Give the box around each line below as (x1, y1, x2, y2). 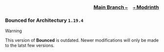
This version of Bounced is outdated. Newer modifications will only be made (5, 37, 159, 43)
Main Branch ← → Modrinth (93, 4, 159, 11)
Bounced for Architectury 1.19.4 (5, 17, 84, 23)
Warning (5, 28, 22, 34)
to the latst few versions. (5, 43, 55, 49)
